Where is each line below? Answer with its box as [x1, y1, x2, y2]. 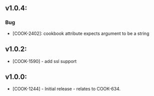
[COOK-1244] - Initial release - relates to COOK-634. [12, 86, 121, 92]
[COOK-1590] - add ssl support [12, 58, 77, 64]
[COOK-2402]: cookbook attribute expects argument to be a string [12, 30, 149, 36]
